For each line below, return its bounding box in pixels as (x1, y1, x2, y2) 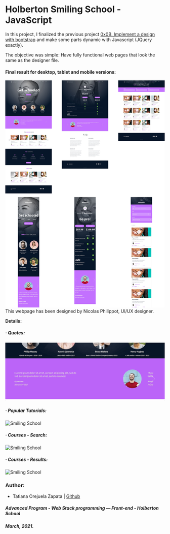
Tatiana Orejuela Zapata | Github (12, 493, 80, 499)
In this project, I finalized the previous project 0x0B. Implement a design (5, 31, 155, 37)
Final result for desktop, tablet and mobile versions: (5, 69, 116, 75)
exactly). (5, 42, 24, 48)
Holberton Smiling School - (5, 4, 121, 15)
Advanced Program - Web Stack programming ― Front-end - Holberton (5, 505, 159, 511)
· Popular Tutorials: (5, 407, 47, 414)
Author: (5, 482, 25, 489)
